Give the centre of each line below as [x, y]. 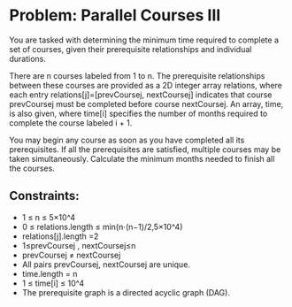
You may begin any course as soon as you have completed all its [127, 140]
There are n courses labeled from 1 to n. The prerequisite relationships [137, 75]
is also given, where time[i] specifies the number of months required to [138, 113]
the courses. [32, 168]
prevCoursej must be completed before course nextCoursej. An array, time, [146, 104]
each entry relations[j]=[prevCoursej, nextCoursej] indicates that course [141, 95]
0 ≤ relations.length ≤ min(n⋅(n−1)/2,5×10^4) [102, 226]
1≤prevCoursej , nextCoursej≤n [79, 245]
